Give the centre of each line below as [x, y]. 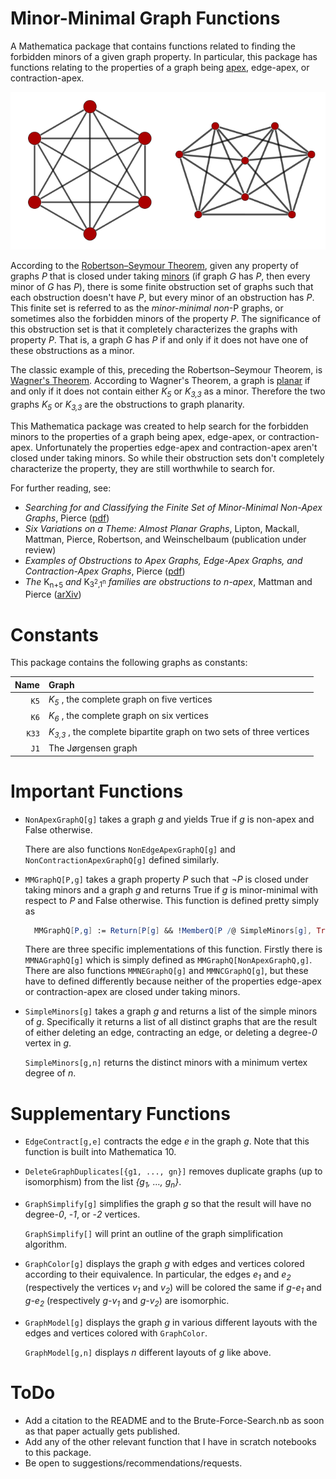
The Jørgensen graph [93, 748]
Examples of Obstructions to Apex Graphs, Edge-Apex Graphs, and [163, 560]
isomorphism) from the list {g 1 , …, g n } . [103, 1183]
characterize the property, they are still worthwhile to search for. [142, 468]
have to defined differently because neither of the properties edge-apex [173, 981]
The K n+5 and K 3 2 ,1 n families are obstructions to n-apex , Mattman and [168, 582]
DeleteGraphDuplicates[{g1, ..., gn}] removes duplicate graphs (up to [173, 1171]
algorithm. [45, 1244]
